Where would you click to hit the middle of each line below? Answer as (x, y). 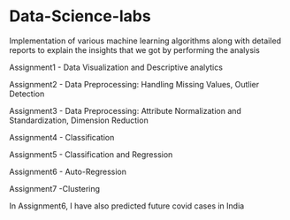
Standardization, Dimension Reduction (79, 120)
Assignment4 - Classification (62, 137)
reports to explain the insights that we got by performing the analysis (135, 49)
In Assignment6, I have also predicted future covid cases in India (127, 206)
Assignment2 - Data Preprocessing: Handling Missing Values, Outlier (134, 84)
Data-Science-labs (80, 16)
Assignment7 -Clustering (54, 188)
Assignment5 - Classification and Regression (91, 154)
